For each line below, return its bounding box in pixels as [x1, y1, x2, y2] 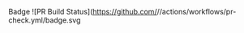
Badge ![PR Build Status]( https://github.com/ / [8, 7, 160, 16]
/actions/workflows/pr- [159, 7, 237, 16]
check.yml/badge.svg [8, 15, 81, 25]
